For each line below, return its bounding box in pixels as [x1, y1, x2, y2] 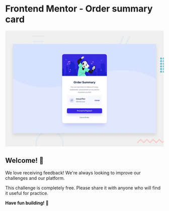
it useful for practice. [5, 190, 49, 196]
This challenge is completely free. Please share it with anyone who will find [5, 184, 161, 191]
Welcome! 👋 [5, 156, 44, 165]
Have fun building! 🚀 [5, 199, 49, 206]
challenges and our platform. [5, 175, 65, 181]
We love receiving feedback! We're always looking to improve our [5, 169, 141, 176]
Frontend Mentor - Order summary [5, 3, 153, 15]
